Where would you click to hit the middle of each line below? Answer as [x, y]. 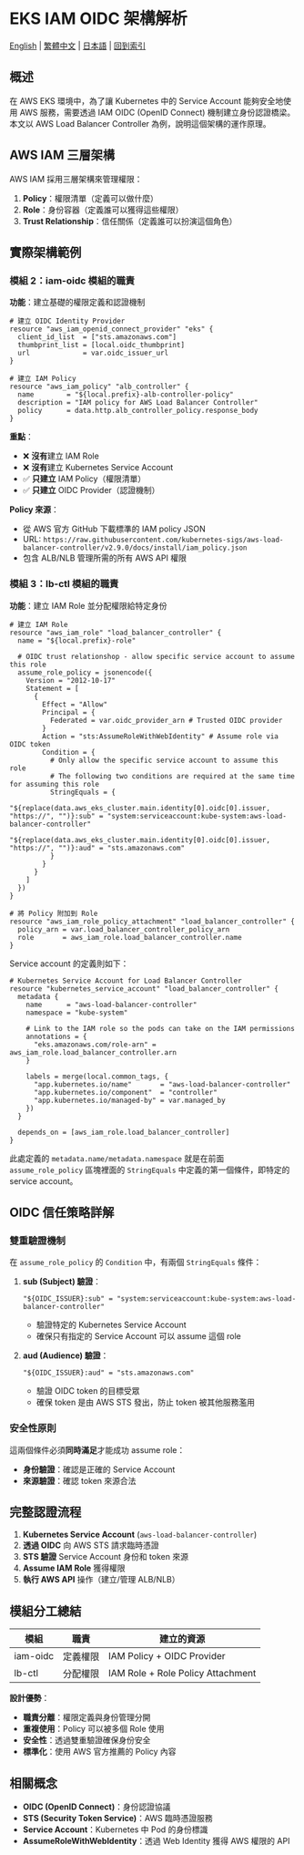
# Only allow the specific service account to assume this [164, 760]
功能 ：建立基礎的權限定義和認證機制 [77, 303]
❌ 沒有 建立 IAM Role [61, 456]
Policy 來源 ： [34, 510]
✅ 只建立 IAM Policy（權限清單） [84, 479]
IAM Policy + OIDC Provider [167, 1656]
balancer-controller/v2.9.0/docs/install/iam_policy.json [135, 548]
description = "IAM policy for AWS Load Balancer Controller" [138, 403]
